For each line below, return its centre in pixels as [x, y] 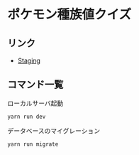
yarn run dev [27, 117]
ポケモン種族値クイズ [69, 15]
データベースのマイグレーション [54, 130]
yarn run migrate [33, 144]
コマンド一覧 [35, 85]
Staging [29, 60]
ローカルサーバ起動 [35, 103]
